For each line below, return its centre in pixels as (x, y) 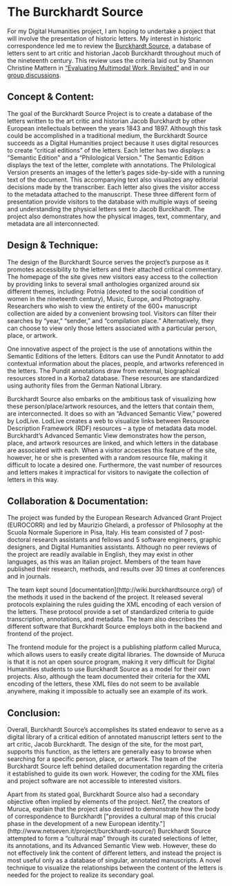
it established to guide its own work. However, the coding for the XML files (113, 773)
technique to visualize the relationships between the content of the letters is (115, 868)
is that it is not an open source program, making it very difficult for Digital (111, 662)
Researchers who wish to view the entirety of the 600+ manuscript (102, 306)
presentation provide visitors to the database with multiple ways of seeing (112, 202)
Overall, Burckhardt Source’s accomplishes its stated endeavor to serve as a (116, 730)
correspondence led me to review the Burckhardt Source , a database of (109, 46)
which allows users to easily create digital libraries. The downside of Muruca (116, 655)
